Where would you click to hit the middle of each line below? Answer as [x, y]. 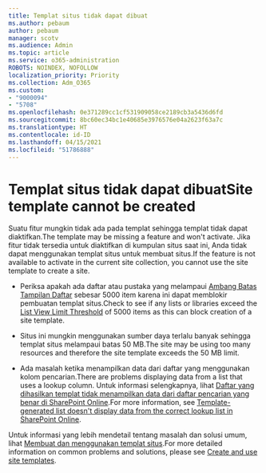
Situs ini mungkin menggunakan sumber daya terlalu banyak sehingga [135, 336]
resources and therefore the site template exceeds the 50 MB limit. [129, 353]
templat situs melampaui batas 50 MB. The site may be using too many [135, 344]
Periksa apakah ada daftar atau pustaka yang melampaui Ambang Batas [138, 287]
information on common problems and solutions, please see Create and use [133, 452]
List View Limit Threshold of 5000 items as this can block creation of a [136, 312]
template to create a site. [49, 271]
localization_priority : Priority [64, 75]
